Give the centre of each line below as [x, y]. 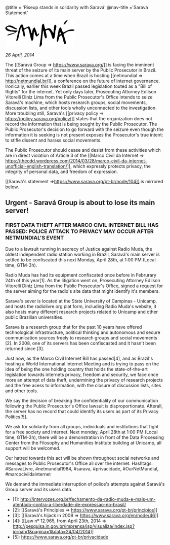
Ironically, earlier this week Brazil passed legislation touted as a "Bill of [79, 86]
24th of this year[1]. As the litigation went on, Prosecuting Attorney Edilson [83, 280]
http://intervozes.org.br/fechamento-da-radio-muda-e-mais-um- [88, 499]
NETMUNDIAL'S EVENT [35, 238]
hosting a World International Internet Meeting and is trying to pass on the [82, 364]
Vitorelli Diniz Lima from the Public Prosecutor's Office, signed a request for [84, 286]
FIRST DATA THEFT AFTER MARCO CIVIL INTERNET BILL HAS [82, 225]
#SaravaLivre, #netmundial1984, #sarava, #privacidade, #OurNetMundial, [82, 468]
